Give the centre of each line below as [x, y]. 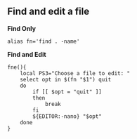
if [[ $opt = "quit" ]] [67, 92]
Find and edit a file [48, 12]
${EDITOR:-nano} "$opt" [67, 116]
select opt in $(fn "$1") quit [66, 79]
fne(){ [17, 67]
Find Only [22, 28]
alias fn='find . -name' [44, 41]
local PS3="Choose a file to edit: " [75, 73]
